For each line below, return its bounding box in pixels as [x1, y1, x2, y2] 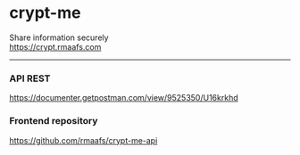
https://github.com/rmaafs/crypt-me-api [9, 135, 158, 145]
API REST [9, 72, 51, 85]
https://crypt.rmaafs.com [9, 41, 102, 52]
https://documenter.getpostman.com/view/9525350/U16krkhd [9, 93, 238, 103]
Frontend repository [9, 115, 98, 127]
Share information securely [9, 32, 109, 43]
